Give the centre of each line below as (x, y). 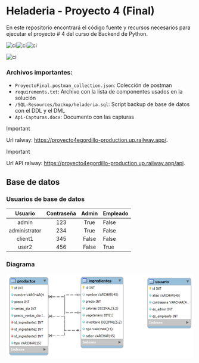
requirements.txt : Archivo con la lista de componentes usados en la (99, 92)
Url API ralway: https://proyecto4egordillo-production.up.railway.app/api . (96, 163)
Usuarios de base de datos (46, 199)
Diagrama (21, 264)
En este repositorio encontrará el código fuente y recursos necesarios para (98, 27)
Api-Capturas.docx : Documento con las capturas (74, 117)
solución (25, 98)
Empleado (116, 213)
